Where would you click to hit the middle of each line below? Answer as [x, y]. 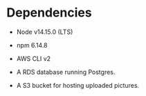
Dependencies [49, 13]
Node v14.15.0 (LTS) [45, 32]
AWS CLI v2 [34, 58]
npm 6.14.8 [32, 45]
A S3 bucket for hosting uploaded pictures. [78, 85]
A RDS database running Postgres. [66, 72]
